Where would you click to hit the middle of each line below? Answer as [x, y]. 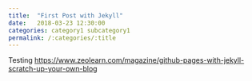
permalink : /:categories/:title [62, 38]
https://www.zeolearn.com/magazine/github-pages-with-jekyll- [140, 60]
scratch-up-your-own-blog [53, 69]
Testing [21, 60]
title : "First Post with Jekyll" [66, 15]
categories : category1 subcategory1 [69, 30]
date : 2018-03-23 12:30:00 [57, 23]
